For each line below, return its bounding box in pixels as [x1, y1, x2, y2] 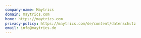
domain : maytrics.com [5, 12, 50, 17]
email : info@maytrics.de [5, 26, 56, 31]
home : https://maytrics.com [5, 16, 63, 21]
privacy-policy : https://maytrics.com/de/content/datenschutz [5, 21, 136, 26]
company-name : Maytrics [5, 7, 54, 12]
